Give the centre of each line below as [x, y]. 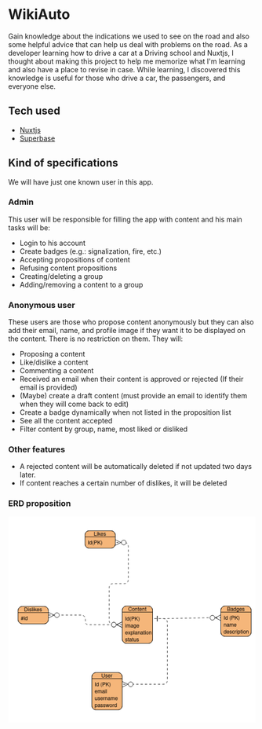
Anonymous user [42, 305]
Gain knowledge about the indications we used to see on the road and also [129, 36]
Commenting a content [56, 371]
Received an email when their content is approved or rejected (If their [131, 379]
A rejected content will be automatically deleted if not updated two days [136, 467]
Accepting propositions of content [75, 259]
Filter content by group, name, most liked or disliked [104, 429]
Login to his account [53, 243]
